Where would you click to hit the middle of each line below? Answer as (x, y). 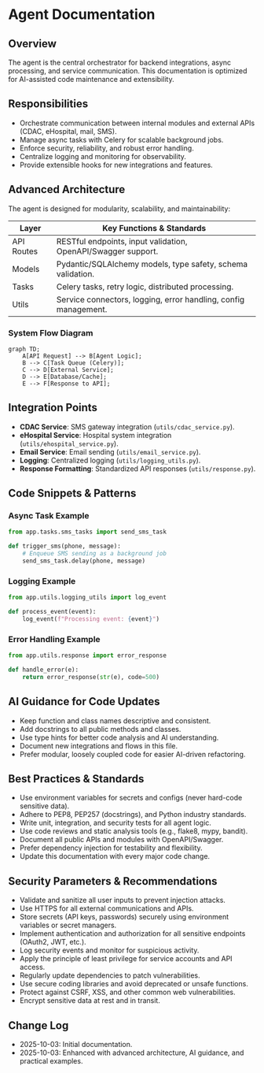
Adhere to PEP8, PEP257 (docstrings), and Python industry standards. (133, 815)
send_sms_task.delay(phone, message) (84, 561)
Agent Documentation (82, 15)
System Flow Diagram (51, 332)
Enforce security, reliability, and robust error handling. (106, 148)
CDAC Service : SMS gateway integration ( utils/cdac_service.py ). (127, 426)
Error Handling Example (54, 639)
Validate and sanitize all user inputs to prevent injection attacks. (123, 900)
